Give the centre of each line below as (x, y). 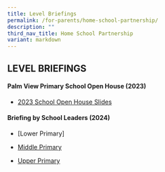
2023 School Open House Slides (65, 102)
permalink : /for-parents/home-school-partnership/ (83, 20)
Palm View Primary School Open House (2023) (77, 86)
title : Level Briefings (42, 14)
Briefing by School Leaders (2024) (59, 118)
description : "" (31, 27)
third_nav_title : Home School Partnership (70, 33)
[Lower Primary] (41, 133)
